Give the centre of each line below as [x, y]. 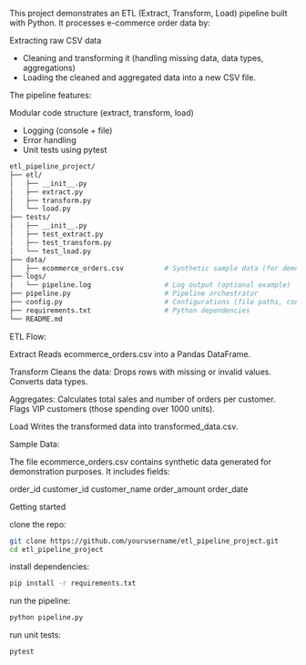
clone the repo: [38, 524]
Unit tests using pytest [65, 150]
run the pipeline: [40, 601]
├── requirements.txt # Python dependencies [130, 310]
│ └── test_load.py [51, 251]
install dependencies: [49, 567]
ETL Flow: [28, 336]
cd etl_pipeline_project [56, 549]
